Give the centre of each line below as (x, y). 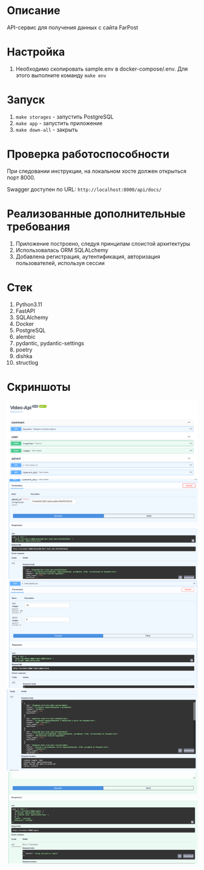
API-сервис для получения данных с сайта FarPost (73, 27)
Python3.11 (29, 304)
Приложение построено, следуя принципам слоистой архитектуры (103, 243)
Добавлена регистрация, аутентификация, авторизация (88, 257)
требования (38, 226)
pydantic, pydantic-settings (50, 343)
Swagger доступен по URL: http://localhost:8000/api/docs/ (84, 189)
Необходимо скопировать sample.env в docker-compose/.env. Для (102, 69)
